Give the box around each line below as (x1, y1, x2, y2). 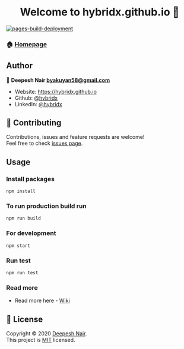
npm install (6, 188, 36, 195)
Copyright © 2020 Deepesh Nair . (6, 330, 87, 337)
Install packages (6, 174, 55, 183)
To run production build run (6, 202, 87, 210)
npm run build (6, 215, 42, 221)
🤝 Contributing (6, 118, 62, 128)
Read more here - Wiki (14, 297, 70, 304)
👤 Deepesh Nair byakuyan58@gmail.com (6, 77, 110, 84)
